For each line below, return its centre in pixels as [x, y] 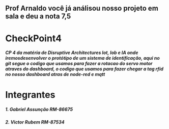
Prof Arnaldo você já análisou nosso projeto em [82, 8]
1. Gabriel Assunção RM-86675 [39, 109]
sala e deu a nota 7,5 [38, 17]
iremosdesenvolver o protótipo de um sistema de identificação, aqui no [83, 58]
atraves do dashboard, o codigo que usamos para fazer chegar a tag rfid [84, 69]
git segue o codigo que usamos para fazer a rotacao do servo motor [79, 64]
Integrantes [30, 95]
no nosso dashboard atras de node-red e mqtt [55, 74]
